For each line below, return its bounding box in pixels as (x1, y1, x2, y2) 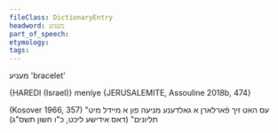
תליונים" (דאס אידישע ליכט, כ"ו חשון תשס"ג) (9, 114, 158, 125)
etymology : (9, 37, 50, 47)
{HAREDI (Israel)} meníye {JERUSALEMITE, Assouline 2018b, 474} (9, 88, 251, 98)
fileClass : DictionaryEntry (9, 12, 114, 22)
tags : (9, 46, 29, 55)
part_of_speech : (9, 29, 69, 38)
